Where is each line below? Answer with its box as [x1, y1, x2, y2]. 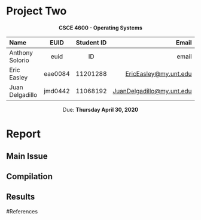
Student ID [75, 38, 107, 46]
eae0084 [44, 69, 70, 78]
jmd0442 [44, 87, 70, 95]
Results [6, 192, 35, 202]
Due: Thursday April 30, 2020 [62, 106, 139, 113]
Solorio [9, 56, 29, 64]
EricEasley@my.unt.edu [125, 69, 192, 78]
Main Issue [6, 151, 48, 161]
